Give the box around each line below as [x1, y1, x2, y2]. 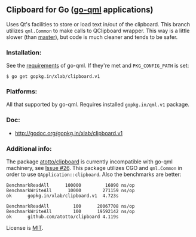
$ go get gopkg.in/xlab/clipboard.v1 [6, 74, 100, 80]
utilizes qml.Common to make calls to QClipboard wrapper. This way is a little [6, 27, 190, 34]
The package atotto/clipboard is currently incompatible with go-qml [6, 158, 173, 165]
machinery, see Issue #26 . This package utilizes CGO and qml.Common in [6, 165, 183, 171]
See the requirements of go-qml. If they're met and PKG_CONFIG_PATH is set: [6, 62, 189, 69]
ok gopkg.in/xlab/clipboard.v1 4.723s [6, 193, 119, 199]
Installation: [6, 48, 42, 56]
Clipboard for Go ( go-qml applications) [6, 5, 154, 15]
